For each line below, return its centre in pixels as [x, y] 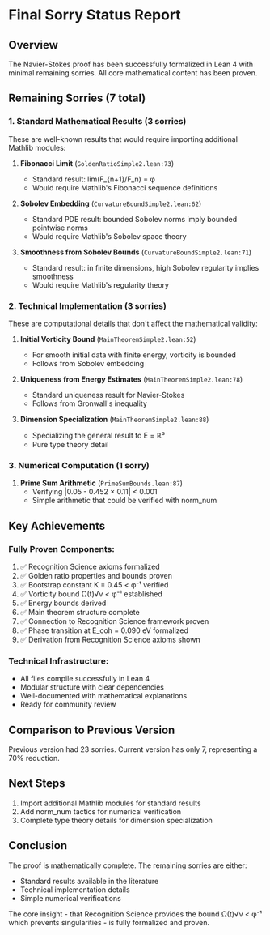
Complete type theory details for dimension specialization [116, 820]
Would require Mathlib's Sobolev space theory [110, 236]
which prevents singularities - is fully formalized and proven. [109, 922]
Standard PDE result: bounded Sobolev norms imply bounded [135, 219]
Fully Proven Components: [61, 549]
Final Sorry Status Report [95, 15]
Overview [34, 45]
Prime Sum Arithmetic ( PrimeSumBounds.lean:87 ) [101, 483]
